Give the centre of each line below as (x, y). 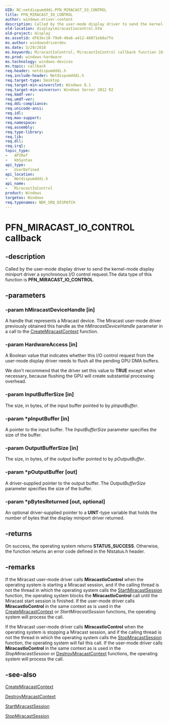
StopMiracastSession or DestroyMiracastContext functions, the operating (81, 653)
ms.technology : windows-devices (39, 62)
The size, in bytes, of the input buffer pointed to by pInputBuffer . (72, 405)
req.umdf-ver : (20, 99)
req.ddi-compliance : (27, 104)
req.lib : (14, 137)
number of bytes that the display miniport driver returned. (65, 518)
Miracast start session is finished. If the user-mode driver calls (70, 601)
